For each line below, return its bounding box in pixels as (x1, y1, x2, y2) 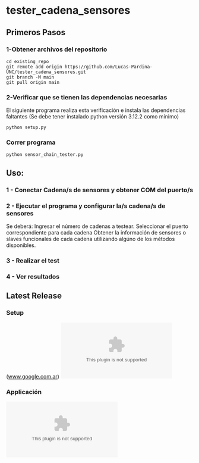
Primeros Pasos (6, 27, 66, 37)
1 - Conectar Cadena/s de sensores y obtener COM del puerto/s (6, 186, 194, 194)
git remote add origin (6, 64, 62, 70)
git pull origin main (6, 79, 60, 85)
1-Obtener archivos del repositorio (6, 45, 108, 54)
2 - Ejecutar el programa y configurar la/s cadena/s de (6, 202, 166, 210)
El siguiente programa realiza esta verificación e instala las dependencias (6, 107, 186, 114)
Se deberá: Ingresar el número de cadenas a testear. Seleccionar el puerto (6, 223, 189, 230)
